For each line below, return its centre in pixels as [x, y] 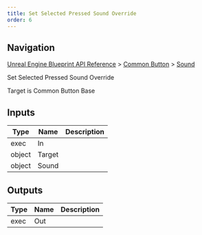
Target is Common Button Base [51, 91]
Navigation [31, 48]
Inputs [21, 112]
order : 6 [20, 20]
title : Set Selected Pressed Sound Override [72, 13]
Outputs [25, 190]
